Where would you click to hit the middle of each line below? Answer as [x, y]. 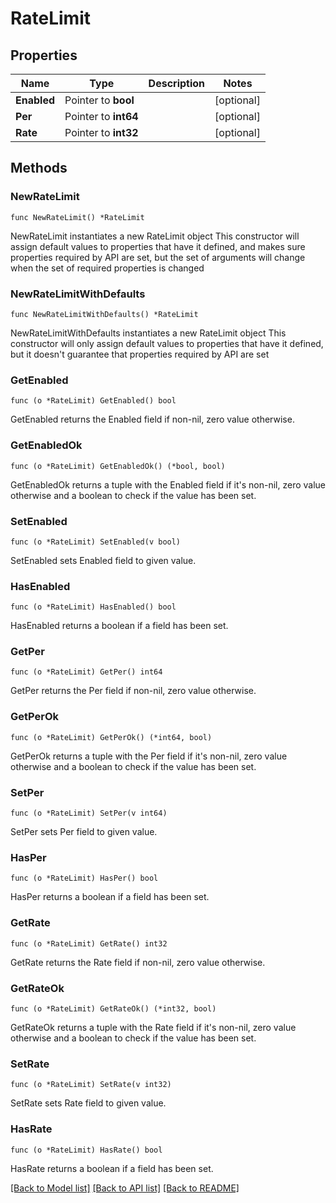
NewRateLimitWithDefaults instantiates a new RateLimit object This [148, 333]
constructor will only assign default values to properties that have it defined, [167, 343]
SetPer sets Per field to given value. [84, 832]
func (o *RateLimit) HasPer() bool [84, 878]
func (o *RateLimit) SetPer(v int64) [89, 813]
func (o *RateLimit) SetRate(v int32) [91, 1085]
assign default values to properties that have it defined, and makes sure [158, 246]
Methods [39, 168]
